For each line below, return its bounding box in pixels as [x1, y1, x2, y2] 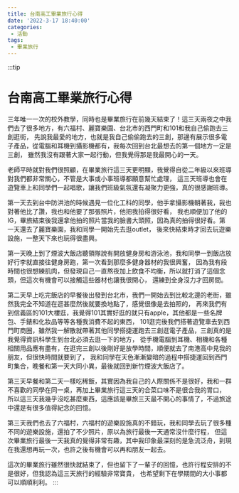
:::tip [7, 63, 21, 71]
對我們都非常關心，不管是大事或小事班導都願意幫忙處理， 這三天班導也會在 [7, 174, 228, 183]
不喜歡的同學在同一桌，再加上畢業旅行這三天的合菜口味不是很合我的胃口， [7, 385, 225, 394]
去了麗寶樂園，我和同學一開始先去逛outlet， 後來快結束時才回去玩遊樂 [26, 224, 232, 233]
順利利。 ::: [26, 477, 59, 487]
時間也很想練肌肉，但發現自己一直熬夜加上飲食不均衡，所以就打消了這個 [7, 266, 219, 275]
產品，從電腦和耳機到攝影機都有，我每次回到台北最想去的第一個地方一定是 [13, 141, 232, 150]
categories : [7, 23, 43, 31]
